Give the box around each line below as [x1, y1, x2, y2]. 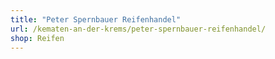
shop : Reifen [10, 33, 65, 43]
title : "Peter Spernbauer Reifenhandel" [10, 14, 182, 25]
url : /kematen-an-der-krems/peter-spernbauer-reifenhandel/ [10, 24, 267, 34]
